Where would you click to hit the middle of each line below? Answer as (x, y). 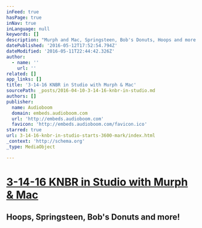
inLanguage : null (28, 29)
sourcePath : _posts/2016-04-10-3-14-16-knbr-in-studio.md (81, 91)
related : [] (21, 74)
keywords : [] (23, 34)
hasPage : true (24, 18)
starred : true (24, 130)
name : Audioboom (32, 107)
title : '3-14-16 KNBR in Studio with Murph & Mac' (71, 85)
